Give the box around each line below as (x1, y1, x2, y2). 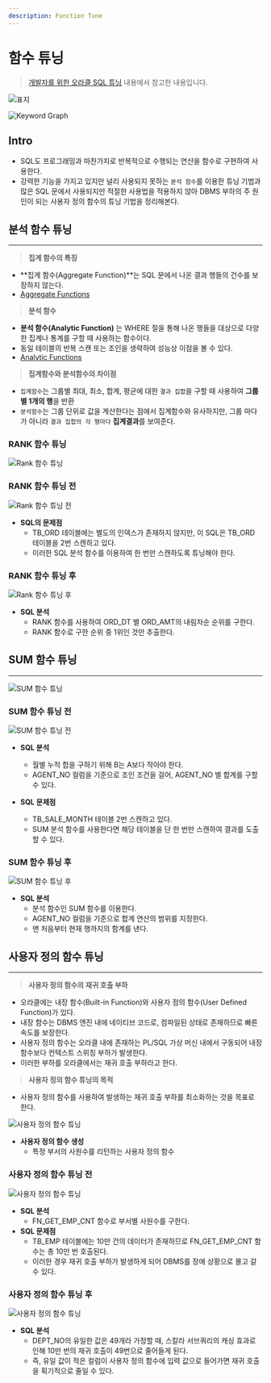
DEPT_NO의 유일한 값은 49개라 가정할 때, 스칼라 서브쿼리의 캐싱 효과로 (31, 1335, 256, 1345)
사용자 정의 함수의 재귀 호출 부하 (27, 980, 128, 990)
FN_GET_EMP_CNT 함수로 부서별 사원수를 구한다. (31, 1216, 190, 1226)
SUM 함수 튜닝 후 (8, 857, 72, 868)
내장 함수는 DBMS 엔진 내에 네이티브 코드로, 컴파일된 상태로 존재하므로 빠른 (19, 1017, 258, 1027)
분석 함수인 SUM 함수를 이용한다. (31, 904, 137, 913)
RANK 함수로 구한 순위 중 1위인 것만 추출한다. (31, 627, 175, 637)
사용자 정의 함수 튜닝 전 (8, 1169, 93, 1180)
